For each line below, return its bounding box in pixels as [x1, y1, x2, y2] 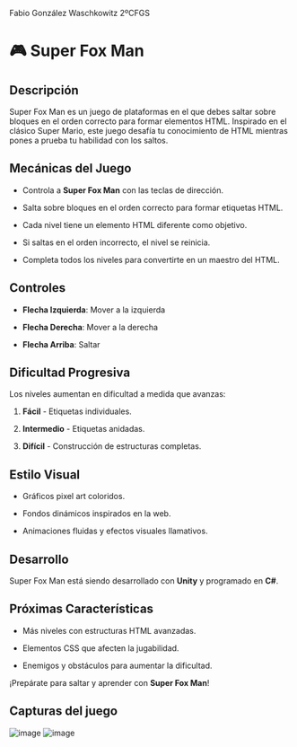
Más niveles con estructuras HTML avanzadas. [22, 625, 197, 636]
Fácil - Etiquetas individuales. [22, 406, 132, 417]
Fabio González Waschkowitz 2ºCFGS [9, 8, 151, 18]
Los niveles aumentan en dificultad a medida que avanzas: [9, 389, 226, 400]
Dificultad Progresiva [9, 365, 131, 381]
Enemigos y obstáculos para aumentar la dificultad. [22, 660, 213, 671]
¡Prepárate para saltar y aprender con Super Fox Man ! [9, 677, 210, 688]
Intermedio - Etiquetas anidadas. [22, 424, 145, 435]
